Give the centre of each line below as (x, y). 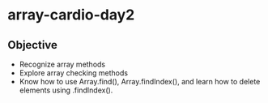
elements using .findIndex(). (66, 90)
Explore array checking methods (74, 73)
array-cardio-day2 (71, 15)
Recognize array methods (62, 64)
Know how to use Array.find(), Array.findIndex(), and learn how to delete (140, 82)
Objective (33, 45)
